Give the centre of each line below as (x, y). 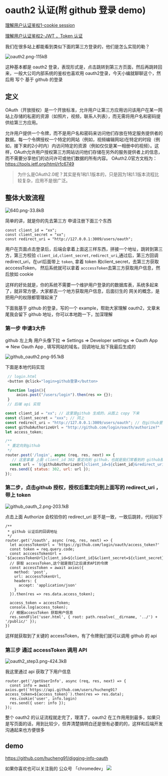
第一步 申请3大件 (25, 328)
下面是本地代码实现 (25, 367)
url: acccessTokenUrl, (38, 576)
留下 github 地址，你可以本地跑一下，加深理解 (65, 314)
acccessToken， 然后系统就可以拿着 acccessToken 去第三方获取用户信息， (80, 268)
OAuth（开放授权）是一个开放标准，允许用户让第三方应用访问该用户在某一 (82, 110)
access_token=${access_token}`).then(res (49, 694)
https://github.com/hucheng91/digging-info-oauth (57, 758)
